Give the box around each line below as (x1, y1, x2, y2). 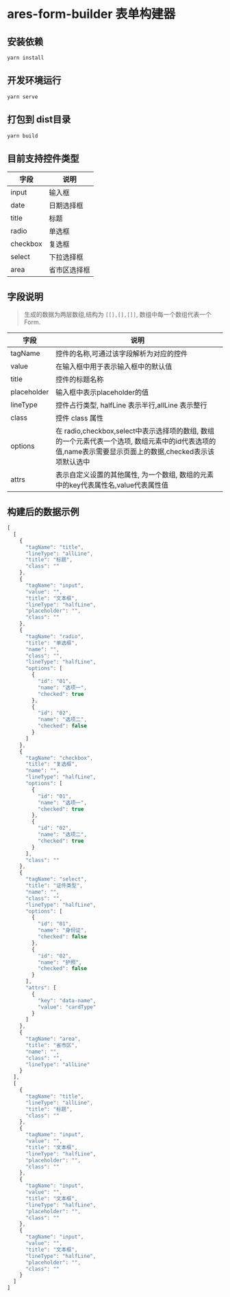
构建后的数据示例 (7, 506, 79, 517)
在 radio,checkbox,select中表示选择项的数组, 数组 (55, 427, 214, 436)
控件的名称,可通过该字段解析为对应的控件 (55, 349, 188, 359)
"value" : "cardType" (37, 1004, 97, 1011)
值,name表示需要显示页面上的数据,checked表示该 (55, 447, 215, 457)
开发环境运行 (7, 75, 62, 87)
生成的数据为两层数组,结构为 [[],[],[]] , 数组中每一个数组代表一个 (23, 311, 212, 319)
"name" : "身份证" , (37, 927, 88, 934)
